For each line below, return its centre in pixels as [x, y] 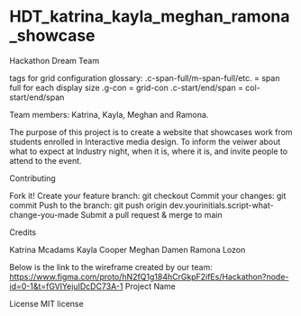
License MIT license [46, 303]
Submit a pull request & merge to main [151, 214]
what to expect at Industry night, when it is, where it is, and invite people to [149, 151]
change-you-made [44, 214]
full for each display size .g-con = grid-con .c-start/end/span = [126, 87]
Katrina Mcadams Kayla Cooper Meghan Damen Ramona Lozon [128, 249]
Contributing [32, 178]
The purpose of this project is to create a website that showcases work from [151, 131]
